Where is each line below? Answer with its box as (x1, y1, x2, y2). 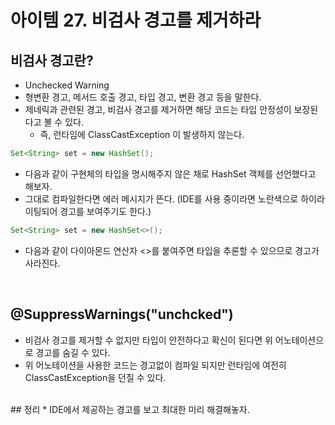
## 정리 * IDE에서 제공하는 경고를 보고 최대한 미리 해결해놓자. (10, 403, 250, 415)
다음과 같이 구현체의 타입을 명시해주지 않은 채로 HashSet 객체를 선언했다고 (24, 167, 317, 180)
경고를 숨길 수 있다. (35, 346, 111, 358)
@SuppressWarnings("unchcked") (10, 306, 234, 323)
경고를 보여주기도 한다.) (59, 205, 152, 217)
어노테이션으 (274, 334, 325, 346)
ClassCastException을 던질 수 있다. (24, 371, 167, 383)
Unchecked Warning (24, 79, 110, 91)
